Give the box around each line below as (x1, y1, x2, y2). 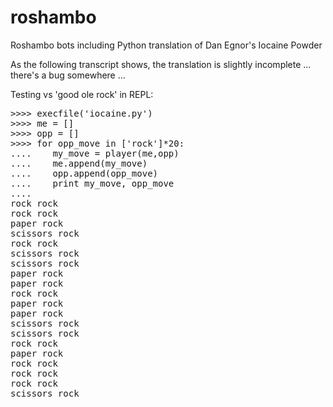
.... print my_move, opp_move (10, 177, 175, 189)
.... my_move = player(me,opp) (10, 147, 180, 159)
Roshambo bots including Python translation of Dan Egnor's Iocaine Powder (10, 39, 323, 51)
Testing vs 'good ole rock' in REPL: (10, 88, 154, 100)
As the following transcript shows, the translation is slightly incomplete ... (10, 58, 312, 70)
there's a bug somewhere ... (10, 69, 126, 81)
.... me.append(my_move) (10, 157, 148, 169)
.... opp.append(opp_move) (10, 167, 159, 179)
